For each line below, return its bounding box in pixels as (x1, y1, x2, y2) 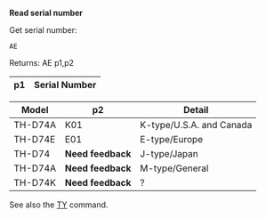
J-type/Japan (139, 148, 198, 159)
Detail (183, 104, 209, 116)
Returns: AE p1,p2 (9, 58, 74, 68)
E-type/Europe (139, 133, 203, 145)
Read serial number (9, 8, 83, 18)
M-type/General (139, 162, 209, 174)
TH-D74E (13, 133, 56, 145)
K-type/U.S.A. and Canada (139, 119, 253, 131)
